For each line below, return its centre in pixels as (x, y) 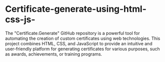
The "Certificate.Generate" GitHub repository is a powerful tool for (72, 33)
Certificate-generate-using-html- (76, 9)
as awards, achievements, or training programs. (54, 54)
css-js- (20, 19)
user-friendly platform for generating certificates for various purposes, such (82, 49)
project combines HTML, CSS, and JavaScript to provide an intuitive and (79, 43)
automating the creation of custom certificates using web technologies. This (83, 38)
